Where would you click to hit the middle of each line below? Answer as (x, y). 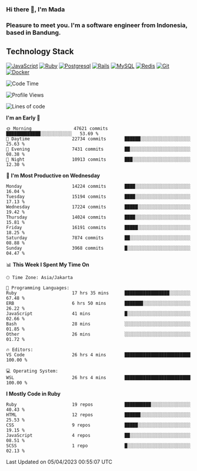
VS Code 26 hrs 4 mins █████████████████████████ (98, 355)
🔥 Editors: (20, 350)
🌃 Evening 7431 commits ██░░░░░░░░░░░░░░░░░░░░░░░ (98, 149)
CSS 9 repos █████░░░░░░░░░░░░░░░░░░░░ (98, 425)
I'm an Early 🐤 (23, 118)
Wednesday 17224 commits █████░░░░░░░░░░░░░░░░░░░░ (98, 207)
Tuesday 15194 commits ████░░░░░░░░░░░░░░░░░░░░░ (98, 197)
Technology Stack (40, 52)
